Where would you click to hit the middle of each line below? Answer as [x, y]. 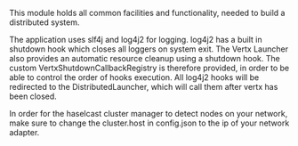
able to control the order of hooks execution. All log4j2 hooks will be [134, 77]
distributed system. [44, 22]
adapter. [24, 132]
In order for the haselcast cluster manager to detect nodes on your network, [149, 114]
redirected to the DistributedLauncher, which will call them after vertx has [144, 87]
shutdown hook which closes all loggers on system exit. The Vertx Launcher [149, 49]
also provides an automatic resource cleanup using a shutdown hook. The [145, 58]
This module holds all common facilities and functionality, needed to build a [147, 13]
